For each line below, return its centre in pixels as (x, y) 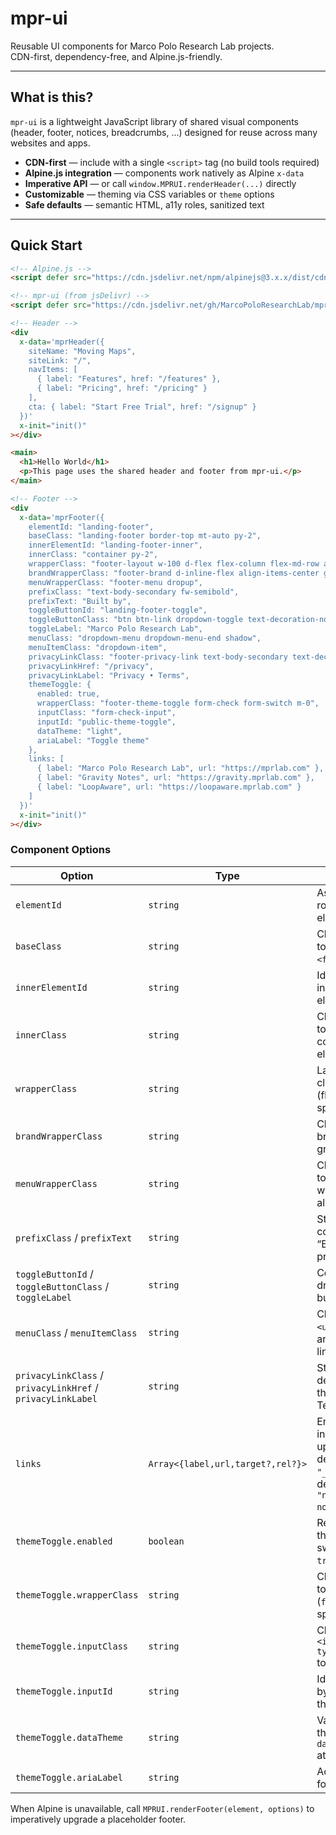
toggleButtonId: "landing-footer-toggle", (118, 610)
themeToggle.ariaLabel (69, 1777)
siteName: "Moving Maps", (82, 351)
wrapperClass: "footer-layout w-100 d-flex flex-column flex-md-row (174, 564)
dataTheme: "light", (79, 731)
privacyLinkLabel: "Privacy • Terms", (109, 675)
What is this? (52, 97)
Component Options (61, 850)
